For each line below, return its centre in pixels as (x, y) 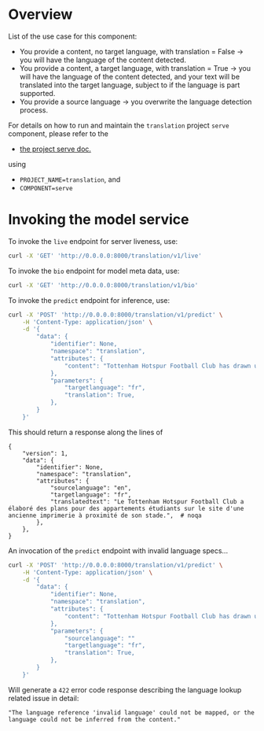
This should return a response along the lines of (86, 432)
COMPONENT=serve (46, 188)
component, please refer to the (58, 133)
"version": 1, (45, 453)
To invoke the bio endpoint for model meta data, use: (94, 271)
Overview (40, 15)
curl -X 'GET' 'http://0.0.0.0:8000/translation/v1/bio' (103, 285)
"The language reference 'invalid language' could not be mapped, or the (132, 713)
